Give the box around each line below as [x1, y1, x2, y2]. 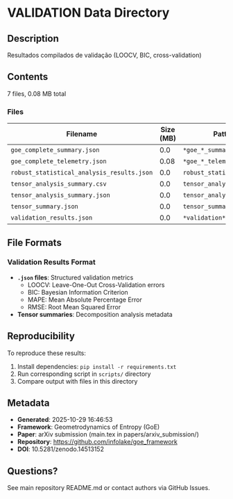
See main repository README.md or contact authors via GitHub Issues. [7, 484, 210, 492]
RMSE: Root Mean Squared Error [27, 302, 121, 311]
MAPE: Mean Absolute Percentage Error [27, 295, 142, 304]
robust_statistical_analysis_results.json [10, 169, 153, 177]
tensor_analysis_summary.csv [10, 180, 107, 188]
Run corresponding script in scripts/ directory [17, 370, 151, 378]
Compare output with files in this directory [17, 377, 138, 385]
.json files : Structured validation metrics [17, 273, 134, 281]
